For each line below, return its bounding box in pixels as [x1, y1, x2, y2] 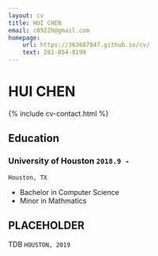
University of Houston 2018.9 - [8, 155, 130, 166]
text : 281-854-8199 [22, 48, 87, 56]
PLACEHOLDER [8, 219, 85, 232]
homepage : [8, 33, 41, 42]
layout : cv [8, 11, 44, 20]
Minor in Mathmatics [19, 196, 87, 205]
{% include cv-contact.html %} [8, 109, 109, 118]
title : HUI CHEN [8, 19, 62, 27]
